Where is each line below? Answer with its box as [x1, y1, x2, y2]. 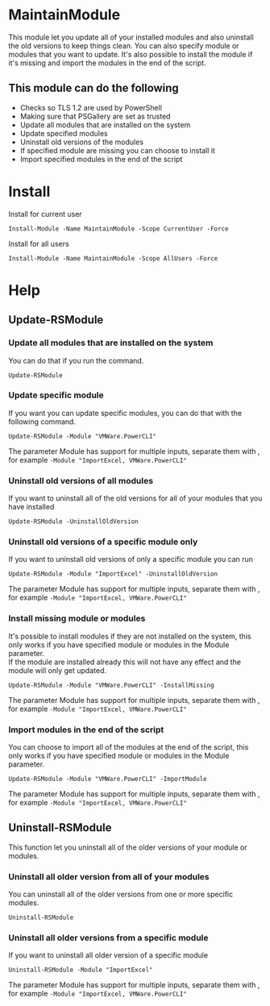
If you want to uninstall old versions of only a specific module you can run [8, 555, 254, 564]
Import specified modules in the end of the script [19, 154, 183, 164]
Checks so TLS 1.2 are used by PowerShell [19, 102, 163, 112]
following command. [8, 417, 77, 426]
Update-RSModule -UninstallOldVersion [8, 518, 139, 526]
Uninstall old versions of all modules [8, 475, 154, 486]
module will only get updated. [8, 665, 107, 675]
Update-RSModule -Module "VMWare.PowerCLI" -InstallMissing [8, 681, 215, 689]
